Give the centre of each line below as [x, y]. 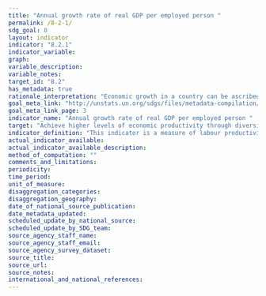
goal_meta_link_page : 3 [47, 111]
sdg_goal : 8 [28, 30]
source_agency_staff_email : [55, 243]
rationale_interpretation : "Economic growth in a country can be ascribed [134, 96]
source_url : [28, 265]
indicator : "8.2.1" [40, 45]
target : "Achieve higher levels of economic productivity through [120, 126]
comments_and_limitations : [53, 163]
